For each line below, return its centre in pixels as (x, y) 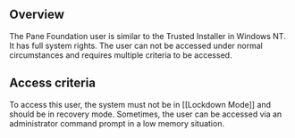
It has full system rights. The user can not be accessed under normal (136, 45)
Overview (37, 15)
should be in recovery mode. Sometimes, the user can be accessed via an (146, 114)
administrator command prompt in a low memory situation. (117, 123)
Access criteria (53, 83)
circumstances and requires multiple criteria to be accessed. (121, 55)
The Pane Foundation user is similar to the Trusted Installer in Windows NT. (147, 36)
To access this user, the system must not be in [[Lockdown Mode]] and (140, 104)
